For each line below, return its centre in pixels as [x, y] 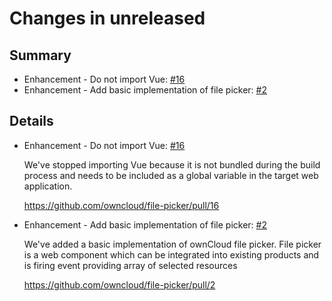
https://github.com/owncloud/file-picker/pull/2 [119, 284]
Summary [40, 55]
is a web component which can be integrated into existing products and [171, 254]
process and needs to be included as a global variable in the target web [171, 175]
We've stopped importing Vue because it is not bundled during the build [172, 164]
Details [31, 121]
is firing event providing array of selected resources [130, 265]
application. [48, 186]
